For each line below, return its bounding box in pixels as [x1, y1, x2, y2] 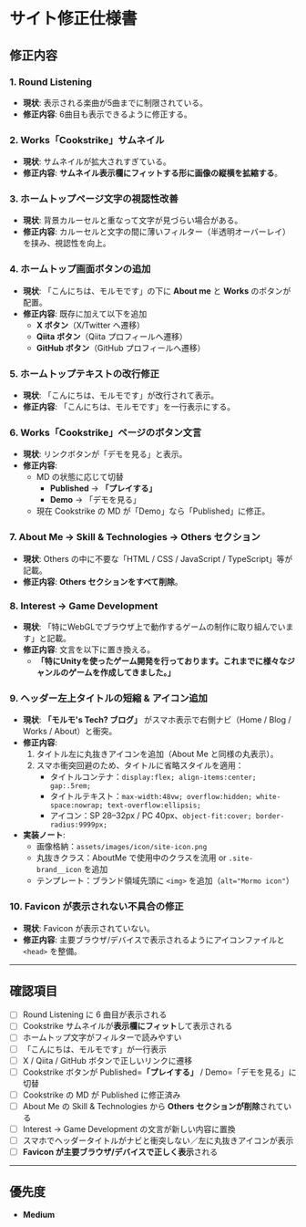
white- [256, 793, 281, 802]
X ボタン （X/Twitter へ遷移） [36, 319, 146, 330]
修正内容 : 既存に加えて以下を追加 [22, 307, 148, 319]
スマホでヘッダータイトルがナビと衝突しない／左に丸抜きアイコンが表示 [22, 1135, 294, 1146]
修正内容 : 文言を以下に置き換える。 [22, 644, 156, 655]
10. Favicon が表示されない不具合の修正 [9, 900, 184, 913]
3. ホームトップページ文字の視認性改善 [9, 192, 179, 205]
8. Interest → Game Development [9, 599, 158, 612]
